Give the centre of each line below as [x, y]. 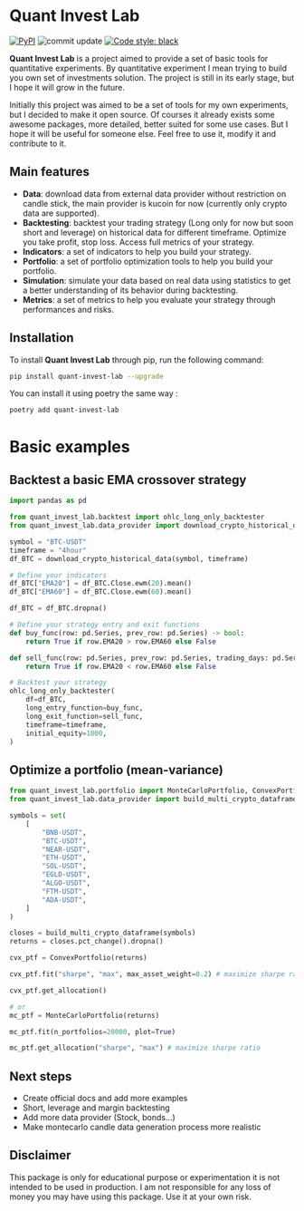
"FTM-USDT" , [65, 891]
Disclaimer [40, 1155]
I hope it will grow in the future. [67, 87]
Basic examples [70, 446]
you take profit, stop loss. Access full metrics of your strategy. [138, 242]
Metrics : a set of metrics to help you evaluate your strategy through [149, 299]
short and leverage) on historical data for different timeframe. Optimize [154, 232]
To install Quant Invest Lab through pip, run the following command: [137, 360]
